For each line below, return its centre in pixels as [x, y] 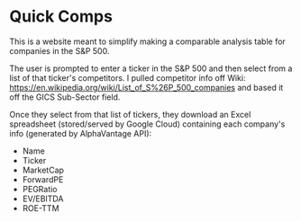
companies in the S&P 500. [59, 50]
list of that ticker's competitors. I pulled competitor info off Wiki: [128, 77]
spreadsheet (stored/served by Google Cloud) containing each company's [147, 124]
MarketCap [43, 170]
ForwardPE [43, 179]
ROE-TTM [41, 208]
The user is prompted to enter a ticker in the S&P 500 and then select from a [151, 68]
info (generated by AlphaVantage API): [81, 133]
